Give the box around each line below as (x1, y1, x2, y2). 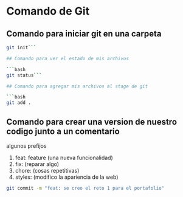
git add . (6, 100, 32, 106)
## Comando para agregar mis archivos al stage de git (6, 83, 148, 89)
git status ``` (6, 72, 43, 78)
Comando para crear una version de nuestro (6, 117, 178, 127)
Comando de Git (6, 4, 90, 18)
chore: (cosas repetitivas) (15, 167, 80, 174)
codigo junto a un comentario (6, 126, 120, 136)
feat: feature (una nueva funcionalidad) (15, 154, 114, 161)
